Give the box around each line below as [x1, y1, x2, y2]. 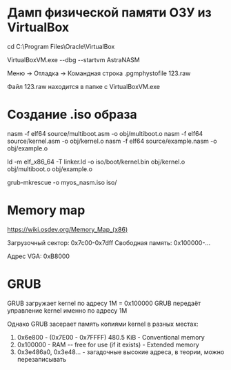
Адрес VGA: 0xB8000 [7, 252, 70, 260]
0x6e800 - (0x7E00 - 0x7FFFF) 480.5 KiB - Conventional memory [17, 333, 205, 341]
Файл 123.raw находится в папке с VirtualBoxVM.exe [7, 82, 161, 90]
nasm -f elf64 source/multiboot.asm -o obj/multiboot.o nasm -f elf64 [7, 129, 203, 137]
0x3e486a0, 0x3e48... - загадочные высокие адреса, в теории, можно [17, 347, 225, 356]
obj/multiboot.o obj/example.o [7, 164, 93, 173]
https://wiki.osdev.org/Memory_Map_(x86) [7, 225, 128, 233]
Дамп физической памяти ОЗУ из [7, 5, 212, 21]
